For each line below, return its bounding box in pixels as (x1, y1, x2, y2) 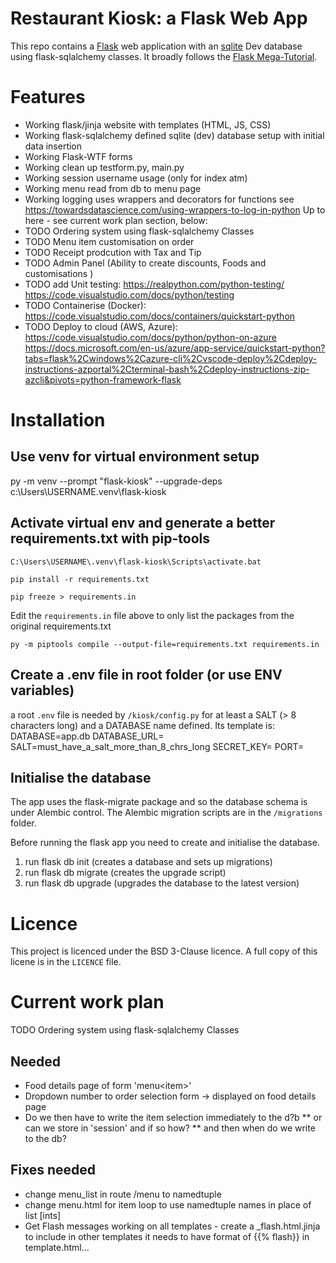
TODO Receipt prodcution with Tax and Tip (24, 246, 202, 258)
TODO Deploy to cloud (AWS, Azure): (24, 320, 178, 332)
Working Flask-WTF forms (24, 150, 133, 162)
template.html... (24, 1241, 90, 1253)
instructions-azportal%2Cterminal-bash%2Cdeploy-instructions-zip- (24, 363, 310, 375)
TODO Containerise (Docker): (24, 299, 147, 311)
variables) (10, 682, 75, 699)
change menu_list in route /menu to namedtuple (24, 1188, 222, 1200)
